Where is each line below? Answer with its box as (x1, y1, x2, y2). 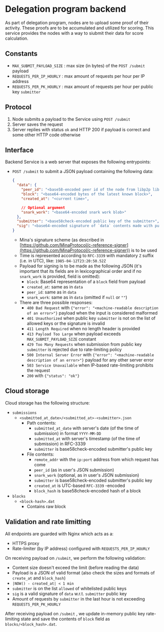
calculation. (5, 35, 28, 41)
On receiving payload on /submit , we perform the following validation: (5, 555, 146, 561)
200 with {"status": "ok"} (26, 373, 80, 378)
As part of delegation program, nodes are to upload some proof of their (5, 20, 149, 26)
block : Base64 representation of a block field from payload (26, 279, 146, 285)
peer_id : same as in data (26, 289, 77, 295)
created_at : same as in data (26, 284, 83, 289)
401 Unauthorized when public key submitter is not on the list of (26, 316, 156, 321)
